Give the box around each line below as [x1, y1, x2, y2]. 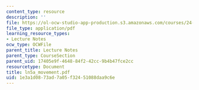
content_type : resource [6, 8, 65, 15]
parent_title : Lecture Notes [6, 47, 78, 53]
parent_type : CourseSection [6, 53, 76, 59]
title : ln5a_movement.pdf [6, 69, 70, 75]
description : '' [6, 14, 46, 20]
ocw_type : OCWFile [6, 42, 52, 48]
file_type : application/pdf [6, 25, 76, 31]
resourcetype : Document [6, 63, 65, 70]
